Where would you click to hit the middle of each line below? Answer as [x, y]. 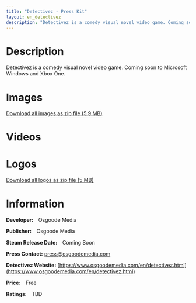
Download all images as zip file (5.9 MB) [54, 113]
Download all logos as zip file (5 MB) [50, 180]
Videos [24, 137]
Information [35, 204]
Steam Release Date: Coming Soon [50, 243]
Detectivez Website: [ [33, 265]
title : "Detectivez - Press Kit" [47, 11]
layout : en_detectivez [34, 17]
